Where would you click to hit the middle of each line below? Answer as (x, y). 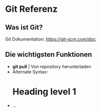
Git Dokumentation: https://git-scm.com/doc (50, 39)
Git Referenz (32, 9)
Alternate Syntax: (30, 72)
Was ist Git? (24, 27)
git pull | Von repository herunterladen (51, 66)
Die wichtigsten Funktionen (49, 55)
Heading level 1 (44, 92)
